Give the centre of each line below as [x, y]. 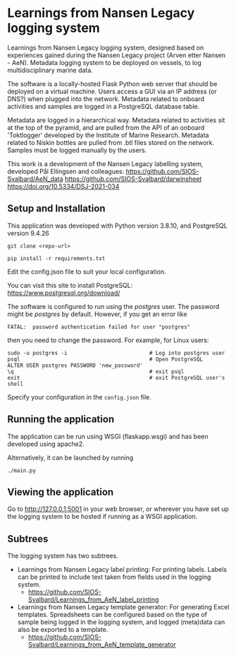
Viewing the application [61, 492]
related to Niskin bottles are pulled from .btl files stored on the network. [111, 142]
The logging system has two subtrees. [63, 556]
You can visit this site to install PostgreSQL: [70, 285]
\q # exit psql [96, 371]
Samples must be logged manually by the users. [77, 150]
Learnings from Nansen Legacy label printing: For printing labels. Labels [122, 570]
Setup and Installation [56, 209]
